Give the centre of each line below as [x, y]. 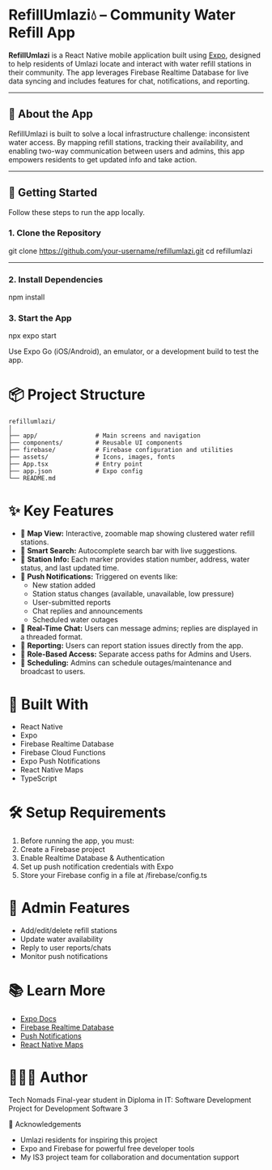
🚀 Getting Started [53, 193]
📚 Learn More [57, 991]
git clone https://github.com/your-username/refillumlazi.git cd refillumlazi [130, 251]
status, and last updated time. [70, 568]
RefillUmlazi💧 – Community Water [122, 15]
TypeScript [38, 779]
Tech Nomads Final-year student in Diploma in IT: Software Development [130, 1100]
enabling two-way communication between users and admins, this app [127, 151]
